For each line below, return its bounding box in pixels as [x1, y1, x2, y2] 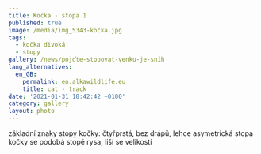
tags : [8, 33, 26, 42]
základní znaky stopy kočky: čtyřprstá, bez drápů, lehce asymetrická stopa [8, 129, 254, 138]
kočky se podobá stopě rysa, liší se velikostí [8, 137, 152, 146]
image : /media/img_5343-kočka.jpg [8, 26, 123, 34]
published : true [8, 19, 62, 27]
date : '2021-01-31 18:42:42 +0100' [8, 92, 126, 100]
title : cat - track [22, 85, 87, 93]
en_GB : [15, 70, 37, 78]
